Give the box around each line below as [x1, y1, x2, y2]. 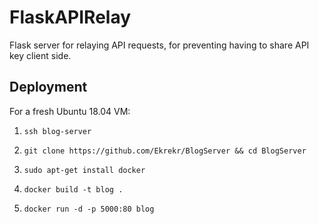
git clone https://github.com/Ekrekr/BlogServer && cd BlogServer [23, 146, 307, 156]
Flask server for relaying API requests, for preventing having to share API [9, 39, 310, 51]
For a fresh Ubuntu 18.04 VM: [9, 105, 131, 117]
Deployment [9, 79, 88, 96]
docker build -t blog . [23, 184, 124, 195]
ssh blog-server [23, 126, 92, 136]
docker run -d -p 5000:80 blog [23, 204, 155, 214]
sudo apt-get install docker [23, 165, 146, 175]
